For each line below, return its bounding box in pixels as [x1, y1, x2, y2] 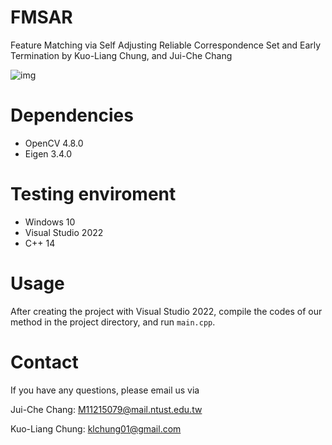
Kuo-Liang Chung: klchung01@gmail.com [10, 422, 182, 435]
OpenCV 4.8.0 [24, 137, 84, 149]
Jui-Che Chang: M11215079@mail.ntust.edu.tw [10, 403, 203, 415]
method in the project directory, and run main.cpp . [10, 316, 216, 328]
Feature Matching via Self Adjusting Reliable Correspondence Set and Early [10, 39, 322, 51]
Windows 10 [24, 216, 76, 228]
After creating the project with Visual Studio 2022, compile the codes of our [10, 305, 323, 317]
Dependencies [10, 104, 134, 127]
